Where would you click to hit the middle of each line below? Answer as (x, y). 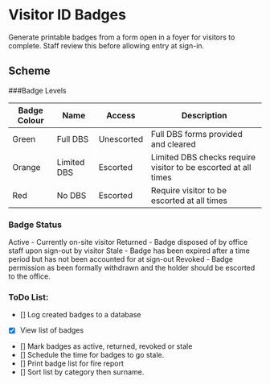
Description (204, 115)
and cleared (174, 144)
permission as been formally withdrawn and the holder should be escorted (132, 268)
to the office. (29, 276)
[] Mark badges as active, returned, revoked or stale (106, 346)
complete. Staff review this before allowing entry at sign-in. (106, 45)
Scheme (29, 71)
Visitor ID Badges (67, 15)
